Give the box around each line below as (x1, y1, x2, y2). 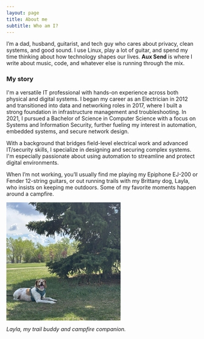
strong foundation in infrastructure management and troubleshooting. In (6, 108, 187, 115)
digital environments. (6, 159, 59, 166)
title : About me (6, 16, 47, 23)
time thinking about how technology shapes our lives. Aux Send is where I (6, 53, 193, 60)
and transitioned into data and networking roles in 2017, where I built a (6, 101, 182, 109)
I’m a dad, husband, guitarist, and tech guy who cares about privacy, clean (6, 40, 194, 48)
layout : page (6, 10, 40, 16)
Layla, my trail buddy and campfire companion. (6, 326, 126, 333)
